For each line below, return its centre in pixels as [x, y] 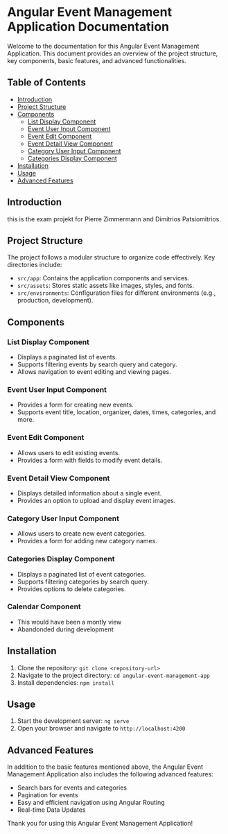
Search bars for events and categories [72, 788]
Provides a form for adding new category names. [87, 541]
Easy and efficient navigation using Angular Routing [91, 803]
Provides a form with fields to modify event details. [90, 460]
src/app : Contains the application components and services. [103, 278]
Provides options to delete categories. [71, 589]
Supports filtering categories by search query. [83, 581]
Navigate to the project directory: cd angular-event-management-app [113, 675]
